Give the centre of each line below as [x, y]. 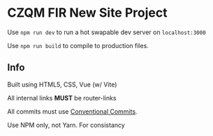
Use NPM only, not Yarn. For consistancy [66, 125]
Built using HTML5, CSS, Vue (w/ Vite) [62, 84]
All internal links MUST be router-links [62, 98]
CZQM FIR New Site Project [87, 13]
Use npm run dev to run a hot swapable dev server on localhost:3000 [106, 32]
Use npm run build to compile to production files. [78, 45]
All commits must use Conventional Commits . [72, 111]
